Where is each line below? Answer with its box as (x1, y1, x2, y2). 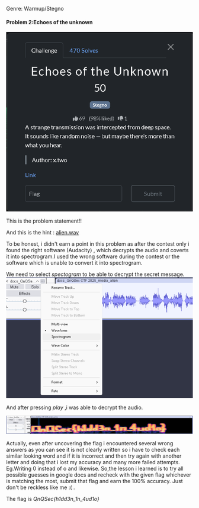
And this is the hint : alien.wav (6, 229, 79, 236)
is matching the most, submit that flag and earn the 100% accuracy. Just (6, 477, 183, 484)
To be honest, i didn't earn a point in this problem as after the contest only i (6, 240, 190, 247)
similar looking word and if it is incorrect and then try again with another (6, 452, 182, 459)
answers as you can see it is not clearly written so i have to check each (6, 446, 180, 453)
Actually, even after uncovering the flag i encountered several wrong (6, 439, 174, 446)
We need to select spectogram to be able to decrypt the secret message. (6, 271, 185, 278)
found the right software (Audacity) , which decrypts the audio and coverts (6, 246, 189, 253)
